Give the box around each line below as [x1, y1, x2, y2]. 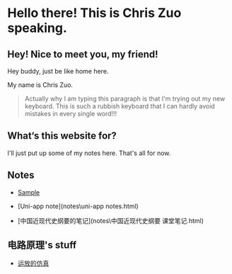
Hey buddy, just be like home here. [7, 67, 109, 75]
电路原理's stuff [7, 239, 77, 251]
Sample [17, 188, 40, 196]
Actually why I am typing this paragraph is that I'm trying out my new [24, 94, 226, 103]
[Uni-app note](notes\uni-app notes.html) [17, 202, 139, 210]
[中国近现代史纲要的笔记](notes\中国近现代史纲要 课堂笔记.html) [17, 216, 204, 224]
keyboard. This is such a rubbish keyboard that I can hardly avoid [24, 102, 216, 110]
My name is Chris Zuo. [7, 81, 73, 89]
